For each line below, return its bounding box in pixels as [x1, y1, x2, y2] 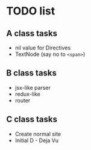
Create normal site [14, 130, 61, 137]
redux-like [14, 90, 40, 98]
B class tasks [6, 68, 57, 78]
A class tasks [6, 28, 58, 39]
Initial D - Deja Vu [14, 137, 59, 144]
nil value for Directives [14, 44, 71, 51]
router [14, 96, 31, 104]
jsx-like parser [14, 84, 51, 91]
